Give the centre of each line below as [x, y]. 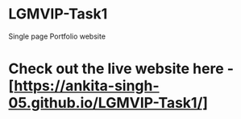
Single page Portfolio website [57, 36]
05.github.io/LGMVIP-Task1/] [108, 103]
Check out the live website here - [121, 69]
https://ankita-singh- [87, 86]
